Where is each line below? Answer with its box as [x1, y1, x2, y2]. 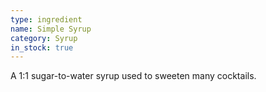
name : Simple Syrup [10, 24, 92, 34]
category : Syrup [10, 33, 78, 43]
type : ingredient [10, 14, 83, 25]
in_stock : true [10, 42, 74, 53]
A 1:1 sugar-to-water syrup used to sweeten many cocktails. [10, 70, 257, 82]
